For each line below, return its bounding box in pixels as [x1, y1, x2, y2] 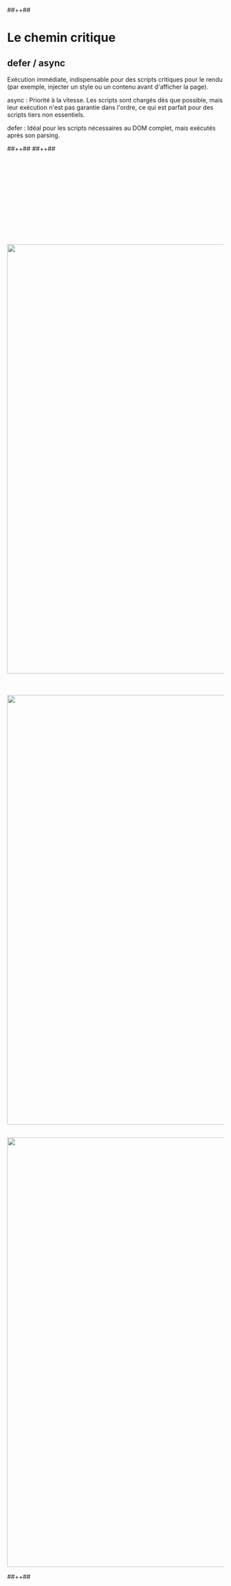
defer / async [7, 57, 65, 69]
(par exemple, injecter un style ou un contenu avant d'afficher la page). [7, 82, 208, 91]
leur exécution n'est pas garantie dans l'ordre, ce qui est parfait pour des [7, 103, 214, 111]
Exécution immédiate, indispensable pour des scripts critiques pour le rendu [7, 76, 223, 83]
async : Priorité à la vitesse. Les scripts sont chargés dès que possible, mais [7, 96, 223, 104]
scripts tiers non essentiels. [7, 111, 85, 119]
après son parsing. [7, 131, 60, 139]
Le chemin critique [7, 30, 116, 45]
